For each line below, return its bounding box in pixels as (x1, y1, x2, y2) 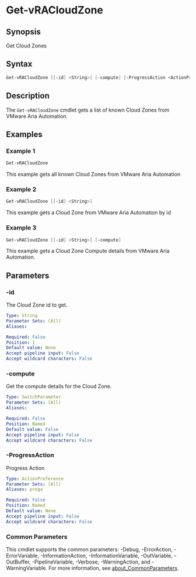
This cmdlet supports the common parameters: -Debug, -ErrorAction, (6, 545, 173, 552)
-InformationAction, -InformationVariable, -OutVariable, (40, 552, 173, 559)
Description (6, 91, 50, 101)
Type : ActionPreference (6, 475, 64, 482)
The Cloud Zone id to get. (6, 301, 68, 308)
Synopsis (6, 27, 41, 37)
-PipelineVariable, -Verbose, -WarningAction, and (32, 558, 150, 565)
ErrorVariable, (6, 552, 40, 559)
